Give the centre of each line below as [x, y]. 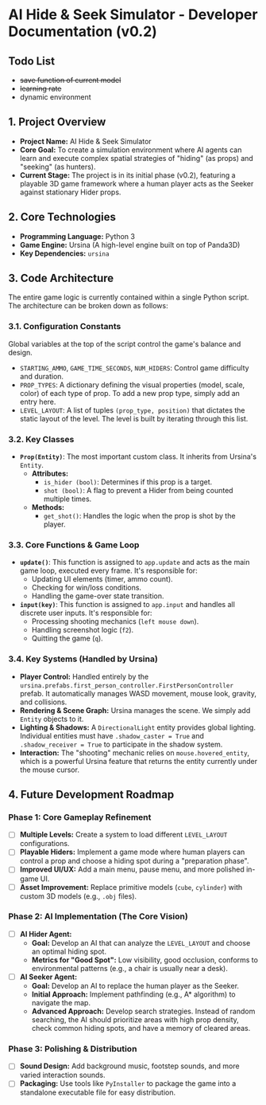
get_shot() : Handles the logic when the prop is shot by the [139, 516]
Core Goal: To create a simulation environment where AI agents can [131, 150]
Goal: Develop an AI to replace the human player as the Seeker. [135, 985]
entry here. [38, 402]
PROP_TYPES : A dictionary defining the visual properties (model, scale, [132, 385]
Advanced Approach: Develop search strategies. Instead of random [143, 1011]
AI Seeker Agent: [48, 977]
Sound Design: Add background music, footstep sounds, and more [129, 1066]
